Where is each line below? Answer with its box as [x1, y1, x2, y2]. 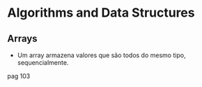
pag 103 [7, 72, 31, 80]
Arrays [7, 33, 38, 45]
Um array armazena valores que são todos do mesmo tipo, [17, 51, 186, 59]
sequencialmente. [17, 58, 69, 67]
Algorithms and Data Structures [7, 5, 195, 21]
